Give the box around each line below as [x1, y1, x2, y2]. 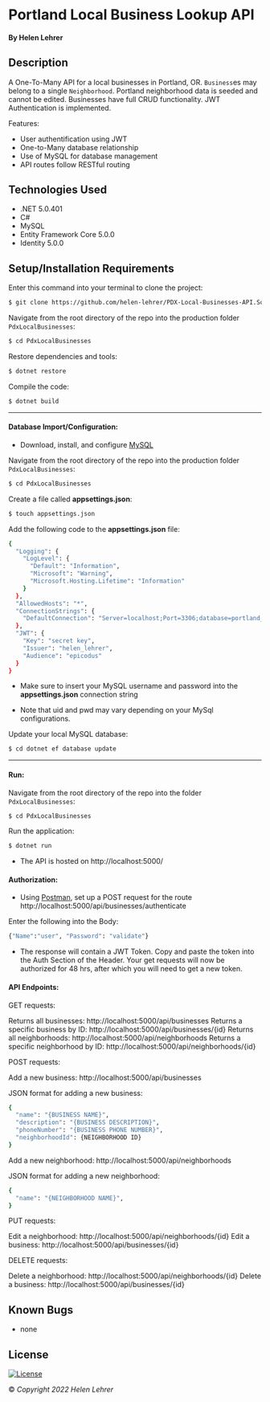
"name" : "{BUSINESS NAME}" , [15, 1111, 110, 1119]
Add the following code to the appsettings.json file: [8, 524, 181, 533]
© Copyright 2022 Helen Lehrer [8, 1384, 114, 1395]
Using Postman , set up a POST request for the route [19, 893, 193, 902]
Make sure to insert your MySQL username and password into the [19, 681, 239, 691]
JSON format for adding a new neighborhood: [8, 1171, 161, 1180]
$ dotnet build [8, 397, 59, 405]
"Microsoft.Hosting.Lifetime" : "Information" [29, 577, 185, 586]
